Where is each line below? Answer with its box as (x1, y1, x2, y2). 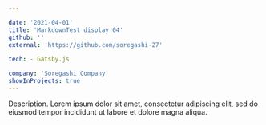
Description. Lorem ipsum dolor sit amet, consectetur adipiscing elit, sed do (8, 99, 259, 108)
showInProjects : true (8, 77, 81, 85)
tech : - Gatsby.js (8, 55, 70, 64)
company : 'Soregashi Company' (8, 69, 110, 78)
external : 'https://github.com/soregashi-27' (8, 41, 163, 49)
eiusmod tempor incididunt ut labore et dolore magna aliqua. (8, 107, 208, 116)
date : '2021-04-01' (8, 18, 74, 26)
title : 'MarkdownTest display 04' (8, 25, 124, 34)
